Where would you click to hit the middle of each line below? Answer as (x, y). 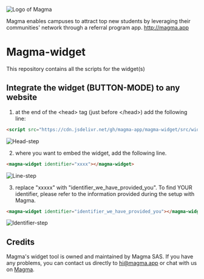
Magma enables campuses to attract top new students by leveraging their (99, 21)
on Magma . (20, 269)
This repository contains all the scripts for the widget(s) (76, 69)
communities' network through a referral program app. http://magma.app (98, 28)
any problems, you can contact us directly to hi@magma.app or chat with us (102, 263)
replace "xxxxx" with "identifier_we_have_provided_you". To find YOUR (104, 187)
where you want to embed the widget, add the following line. (91, 153)
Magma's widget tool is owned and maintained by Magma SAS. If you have (100, 257)
